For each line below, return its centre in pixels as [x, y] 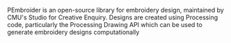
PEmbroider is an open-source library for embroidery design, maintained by [115, 10]
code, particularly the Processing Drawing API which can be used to [105, 25]
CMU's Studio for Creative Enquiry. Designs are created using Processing [113, 17]
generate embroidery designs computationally [73, 32]
